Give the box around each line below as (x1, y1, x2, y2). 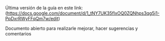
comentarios (5, 31, 32, 36)
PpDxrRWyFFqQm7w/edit (5, 16, 59, 21)
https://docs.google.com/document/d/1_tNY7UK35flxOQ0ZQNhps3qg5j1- (7, 10, 160, 16)
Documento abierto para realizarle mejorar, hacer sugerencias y (5, 25, 138, 31)
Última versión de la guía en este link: (5, 5, 83, 11)
